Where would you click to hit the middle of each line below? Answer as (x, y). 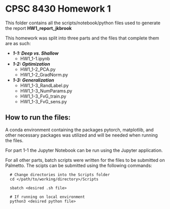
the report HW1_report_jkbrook (39, 28)
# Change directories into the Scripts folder (60, 175)
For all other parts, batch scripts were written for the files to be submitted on (85, 160)
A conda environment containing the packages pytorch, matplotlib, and (79, 130)
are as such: (18, 43)
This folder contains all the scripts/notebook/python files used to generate (83, 23)
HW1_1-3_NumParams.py (46, 91)
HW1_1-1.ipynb (35, 58)
